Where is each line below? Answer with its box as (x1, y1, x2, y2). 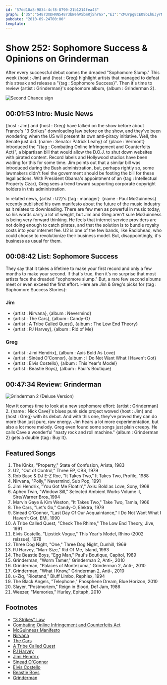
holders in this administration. (5, 186, 66, 192)
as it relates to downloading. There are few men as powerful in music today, (5, 206, 161, 212)
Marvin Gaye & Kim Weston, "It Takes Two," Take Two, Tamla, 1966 (12, 499, 150, 505)
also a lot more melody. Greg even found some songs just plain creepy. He (5, 424, 158, 430)
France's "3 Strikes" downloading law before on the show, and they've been (5, 128, 161, 134)
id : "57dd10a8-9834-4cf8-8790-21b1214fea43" (5, 7, 99, 12)
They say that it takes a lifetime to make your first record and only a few (5, 265, 152, 271)
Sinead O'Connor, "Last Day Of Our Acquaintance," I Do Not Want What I (12, 510, 162, 516)
